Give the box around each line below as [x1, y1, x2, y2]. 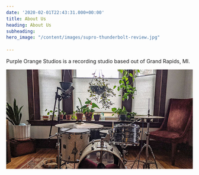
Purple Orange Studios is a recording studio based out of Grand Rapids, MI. [6, 58, 191, 64]
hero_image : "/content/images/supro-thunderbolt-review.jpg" [6, 34, 161, 41]
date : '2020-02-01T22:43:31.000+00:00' [6, 9, 105, 15]
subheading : [6, 28, 36, 34]
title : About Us [6, 15, 46, 22]
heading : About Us [6, 22, 52, 28]
